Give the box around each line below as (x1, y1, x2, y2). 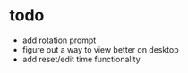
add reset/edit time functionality (21, 53, 141, 64)
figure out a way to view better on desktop (21, 44, 179, 54)
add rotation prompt (21, 35, 97, 45)
